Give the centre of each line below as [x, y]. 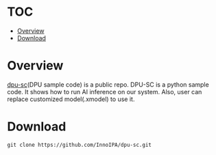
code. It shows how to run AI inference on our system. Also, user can [105, 91]
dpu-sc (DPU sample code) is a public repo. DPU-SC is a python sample [108, 84]
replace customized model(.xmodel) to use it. [71, 99]
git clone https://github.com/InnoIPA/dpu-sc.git [80, 145]
